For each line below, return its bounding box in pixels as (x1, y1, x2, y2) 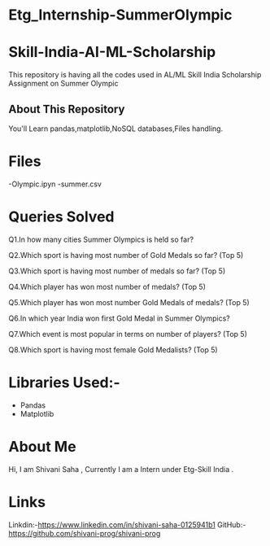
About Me (8, 437, 76, 456)
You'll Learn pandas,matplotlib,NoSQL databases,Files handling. (8, 124, 224, 133)
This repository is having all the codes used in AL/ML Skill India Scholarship (8, 70, 262, 80)
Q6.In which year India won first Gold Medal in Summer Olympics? (8, 313, 230, 323)
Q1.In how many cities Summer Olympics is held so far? (8, 234, 194, 244)
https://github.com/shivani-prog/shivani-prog (8, 528, 161, 538)
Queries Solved (8, 207, 115, 226)
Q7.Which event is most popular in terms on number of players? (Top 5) (8, 329, 248, 339)
